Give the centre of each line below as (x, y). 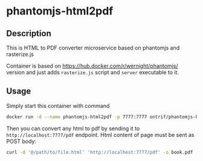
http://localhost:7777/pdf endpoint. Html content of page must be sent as (100, 134)
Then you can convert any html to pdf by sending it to (73, 128)
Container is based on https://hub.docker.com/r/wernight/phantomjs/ (92, 66)
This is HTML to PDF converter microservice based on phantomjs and (93, 48)
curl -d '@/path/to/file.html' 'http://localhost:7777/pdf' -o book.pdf (100, 152)
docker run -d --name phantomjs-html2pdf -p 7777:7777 (77, 117)
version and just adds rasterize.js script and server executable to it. (93, 72)
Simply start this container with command (58, 106)
